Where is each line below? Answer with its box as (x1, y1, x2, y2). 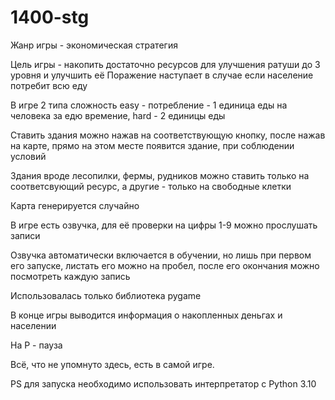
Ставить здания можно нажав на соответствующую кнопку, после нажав (10, 129, 326, 141)
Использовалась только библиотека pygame (10, 289, 202, 301)
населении (10, 319, 57, 331)
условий (10, 150, 47, 162)
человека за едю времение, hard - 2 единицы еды (10, 109, 226, 121)
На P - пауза (10, 339, 63, 351)
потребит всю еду (10, 79, 88, 91)
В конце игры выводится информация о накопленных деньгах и (10, 309, 283, 321)
